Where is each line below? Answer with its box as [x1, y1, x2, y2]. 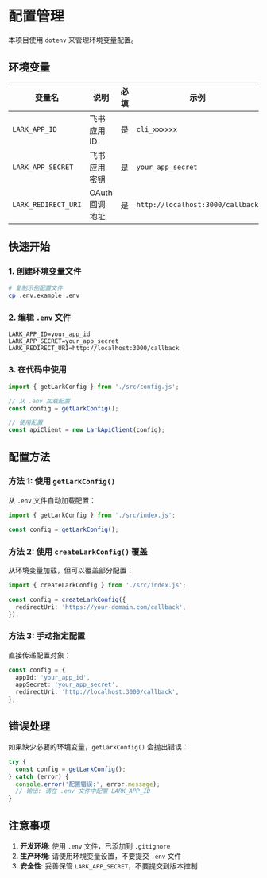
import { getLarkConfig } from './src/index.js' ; [8, 511, 176, 519]
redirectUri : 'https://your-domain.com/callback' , [15, 603, 187, 611]
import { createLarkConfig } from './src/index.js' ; [8, 581, 187, 589]
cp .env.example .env [8, 291, 80, 300]
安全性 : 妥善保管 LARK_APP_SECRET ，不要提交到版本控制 [19, 861, 199, 870]
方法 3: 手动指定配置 [8, 630, 86, 641]
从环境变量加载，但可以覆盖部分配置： [8, 565, 133, 575]
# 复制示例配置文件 [8, 284, 64, 292]
